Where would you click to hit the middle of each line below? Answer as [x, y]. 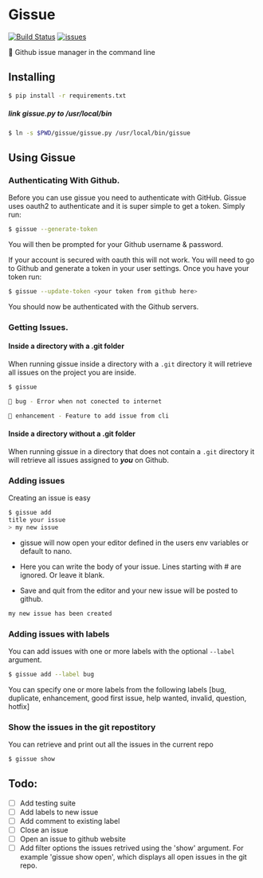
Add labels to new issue [59, 812]
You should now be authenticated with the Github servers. [104, 306]
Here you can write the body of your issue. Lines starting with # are [130, 566]
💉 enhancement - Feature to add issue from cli [89, 416]
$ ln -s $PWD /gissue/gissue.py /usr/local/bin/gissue [100, 133]
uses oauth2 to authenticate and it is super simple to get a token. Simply [127, 206]
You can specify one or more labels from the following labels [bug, [118, 689]
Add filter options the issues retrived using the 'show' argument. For [131, 848]
